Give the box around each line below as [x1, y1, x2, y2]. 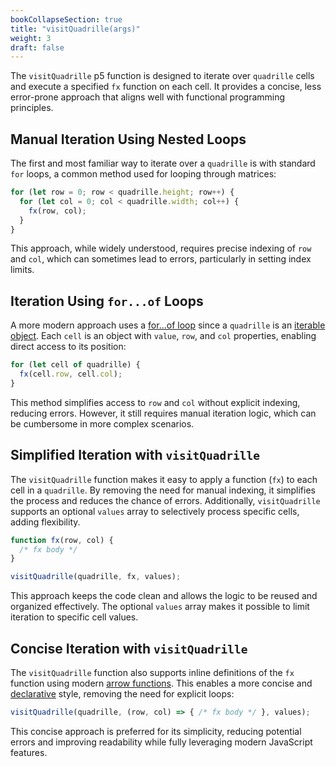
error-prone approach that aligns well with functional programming [10, 91, 286, 103]
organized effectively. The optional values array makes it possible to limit [10, 601, 310, 613]
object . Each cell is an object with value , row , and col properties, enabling [10, 330, 317, 342]
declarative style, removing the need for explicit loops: [10, 688, 235, 700]
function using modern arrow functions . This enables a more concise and [10, 677, 313, 689]
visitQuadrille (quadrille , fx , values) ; [10, 572, 182, 582]
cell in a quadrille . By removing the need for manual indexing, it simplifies [10, 484, 316, 496]
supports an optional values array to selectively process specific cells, [10, 505, 300, 517]
